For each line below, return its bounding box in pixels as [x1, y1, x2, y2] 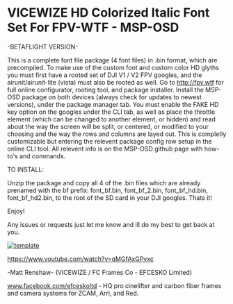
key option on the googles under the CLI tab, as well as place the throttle [7, 108, 216, 116]
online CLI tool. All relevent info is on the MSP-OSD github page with [7, 144, 203, 153]
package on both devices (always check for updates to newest [22, 92, 202, 101]
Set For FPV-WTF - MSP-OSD [7, 19, 179, 35]
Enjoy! [7, 207, 26, 215]
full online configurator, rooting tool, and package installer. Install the [7, 85, 204, 94]
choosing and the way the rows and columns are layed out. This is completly [7, 130, 227, 138]
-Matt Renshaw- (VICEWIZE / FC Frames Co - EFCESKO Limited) [7, 268, 193, 276]
